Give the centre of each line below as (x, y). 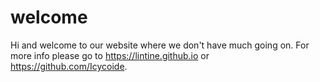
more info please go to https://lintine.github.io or (110, 55)
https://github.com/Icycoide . (69, 66)
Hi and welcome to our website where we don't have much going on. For (160, 45)
